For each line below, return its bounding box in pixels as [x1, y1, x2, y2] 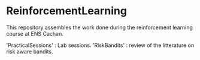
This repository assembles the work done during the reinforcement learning [6, 24, 193, 31]
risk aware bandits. [6, 48, 53, 55]
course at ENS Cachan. [6, 30, 64, 37]
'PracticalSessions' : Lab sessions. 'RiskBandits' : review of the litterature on [6, 42, 195, 49]
